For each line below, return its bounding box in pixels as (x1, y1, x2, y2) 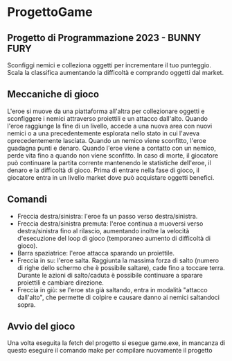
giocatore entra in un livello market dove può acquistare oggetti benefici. (7, 173, 215, 181)
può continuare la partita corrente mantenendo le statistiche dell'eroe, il (7, 158, 211, 167)
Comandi (7, 194, 47, 205)
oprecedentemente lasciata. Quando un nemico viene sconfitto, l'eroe (7, 136, 206, 144)
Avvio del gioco (7, 321, 75, 333)
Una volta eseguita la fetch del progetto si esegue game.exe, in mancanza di (7, 339, 226, 347)
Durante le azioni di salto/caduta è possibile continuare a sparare (17, 271, 203, 279)
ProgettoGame (7, 4, 93, 20)
